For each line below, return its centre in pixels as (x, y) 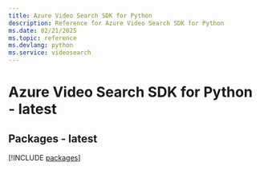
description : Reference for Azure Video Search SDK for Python (116, 23)
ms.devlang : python (41, 45)
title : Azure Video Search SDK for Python (80, 16)
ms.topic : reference (43, 38)
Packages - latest (53, 138)
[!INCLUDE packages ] (45, 158)
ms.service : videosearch (50, 53)
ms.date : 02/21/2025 (43, 30)
